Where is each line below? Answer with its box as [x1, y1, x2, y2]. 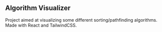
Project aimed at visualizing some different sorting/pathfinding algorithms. [5, 17, 158, 23]
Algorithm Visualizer [5, 4, 71, 12]
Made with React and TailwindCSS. [5, 22, 77, 28]
